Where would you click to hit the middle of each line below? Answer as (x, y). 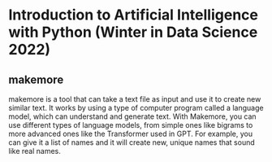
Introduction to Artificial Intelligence (133, 15)
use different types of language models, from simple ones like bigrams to (131, 125)
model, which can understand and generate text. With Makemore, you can (133, 116)
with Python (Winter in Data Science (133, 32)
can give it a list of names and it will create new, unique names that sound (132, 142)
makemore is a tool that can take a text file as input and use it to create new (135, 99)
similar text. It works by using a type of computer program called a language (136, 108)
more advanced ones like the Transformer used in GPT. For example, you (131, 134)
